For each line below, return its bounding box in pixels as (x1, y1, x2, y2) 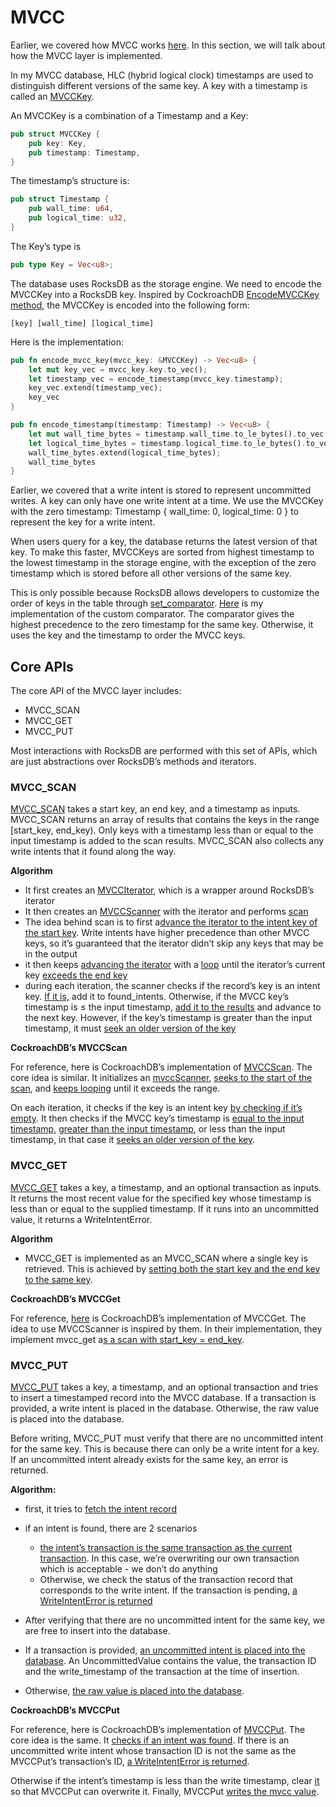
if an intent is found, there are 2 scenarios (24, 1522, 198, 1535)
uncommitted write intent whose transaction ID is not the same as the (10, 1745, 297, 1757)
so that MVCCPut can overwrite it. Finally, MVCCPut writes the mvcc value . (10, 1786, 320, 1798)
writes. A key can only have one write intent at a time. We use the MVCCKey (10, 495, 324, 507)
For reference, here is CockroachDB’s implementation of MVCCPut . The (10, 1724, 306, 1736)
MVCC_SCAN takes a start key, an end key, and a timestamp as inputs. (10, 803, 301, 815)
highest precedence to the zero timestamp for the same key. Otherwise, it (10, 619, 314, 631)
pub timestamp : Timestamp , (28, 147, 141, 158)
